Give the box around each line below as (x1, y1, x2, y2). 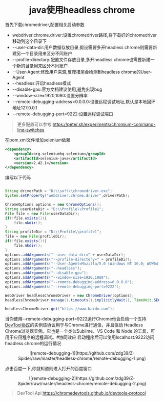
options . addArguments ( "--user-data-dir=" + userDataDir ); (5, 252, 125, 257)
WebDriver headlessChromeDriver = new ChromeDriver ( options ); (5, 293, 134, 298)
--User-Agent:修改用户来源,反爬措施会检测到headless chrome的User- (12, 69, 152, 75)
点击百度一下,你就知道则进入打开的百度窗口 (5, 366, 92, 372)
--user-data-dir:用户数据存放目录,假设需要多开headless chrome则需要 (12, 44, 153, 50)
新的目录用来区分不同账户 (16, 62, 68, 69)
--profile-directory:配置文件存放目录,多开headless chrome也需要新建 (12, 56, 151, 62)
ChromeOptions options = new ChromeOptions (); (5, 202, 102, 207)
